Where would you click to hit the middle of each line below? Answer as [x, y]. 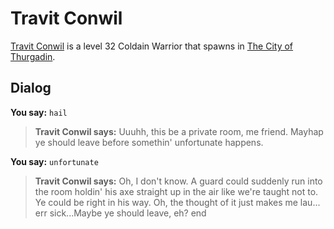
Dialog [31, 88]
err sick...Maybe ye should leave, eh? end [120, 213]
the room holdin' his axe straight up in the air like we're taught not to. [176, 191]
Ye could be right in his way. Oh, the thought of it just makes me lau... [177, 202]
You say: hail [39, 112]
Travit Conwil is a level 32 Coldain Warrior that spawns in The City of [152, 46]
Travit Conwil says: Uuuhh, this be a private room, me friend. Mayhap [179, 131]
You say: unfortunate [54, 161]
